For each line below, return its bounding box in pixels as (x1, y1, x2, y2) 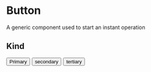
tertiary (66, 58, 82, 65)
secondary (34, 58, 59, 65)
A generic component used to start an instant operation (6, 24, 146, 31)
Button (6, 4, 41, 18)
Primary (9, 58, 27, 65)
